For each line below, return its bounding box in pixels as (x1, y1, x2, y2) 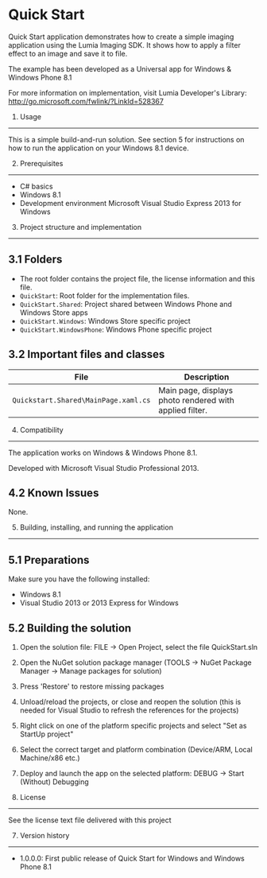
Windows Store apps (19, 308, 89, 317)
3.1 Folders (8, 253, 63, 266)
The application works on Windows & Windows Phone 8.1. (8, 448, 198, 457)
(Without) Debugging (19, 777, 89, 787)
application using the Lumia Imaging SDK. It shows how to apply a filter (8, 40, 241, 49)
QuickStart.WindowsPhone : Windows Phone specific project (19, 324, 212, 334)
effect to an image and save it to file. (8, 49, 128, 58)
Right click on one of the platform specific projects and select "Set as (19, 721, 247, 730)
